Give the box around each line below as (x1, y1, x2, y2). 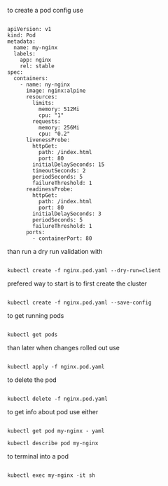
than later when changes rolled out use (7, 344, 120, 352)
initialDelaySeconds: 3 (32, 210, 101, 217)
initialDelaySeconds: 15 (32, 161, 105, 168)
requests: (32, 118, 61, 125)
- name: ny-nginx (20, 81, 71, 88)
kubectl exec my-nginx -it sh (7, 472, 96, 479)
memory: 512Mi (38, 105, 80, 113)
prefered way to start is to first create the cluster (7, 279, 147, 288)
